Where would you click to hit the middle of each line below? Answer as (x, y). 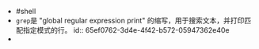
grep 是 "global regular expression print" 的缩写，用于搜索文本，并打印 (130, 20)
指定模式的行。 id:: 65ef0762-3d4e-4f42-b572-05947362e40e (126, 30)
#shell (26, 11)
